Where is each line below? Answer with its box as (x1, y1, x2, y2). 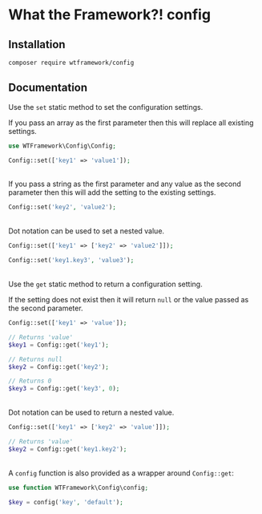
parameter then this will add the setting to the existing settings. (8, 188, 216, 197)
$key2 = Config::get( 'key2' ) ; (8, 362, 110, 370)
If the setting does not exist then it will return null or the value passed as (8, 295, 249, 305)
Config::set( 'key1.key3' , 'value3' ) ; (8, 257, 135, 265)
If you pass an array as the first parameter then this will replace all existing (8, 118, 254, 127)
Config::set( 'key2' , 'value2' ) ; (8, 203, 116, 212)
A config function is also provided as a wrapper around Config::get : (8, 467, 234, 478)
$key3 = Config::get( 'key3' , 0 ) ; (8, 385, 120, 393)
